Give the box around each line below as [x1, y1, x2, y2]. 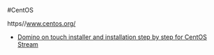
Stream [17, 40, 38, 48]
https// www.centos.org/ [7, 19, 76, 27]
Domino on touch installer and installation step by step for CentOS [17, 33, 208, 41]
